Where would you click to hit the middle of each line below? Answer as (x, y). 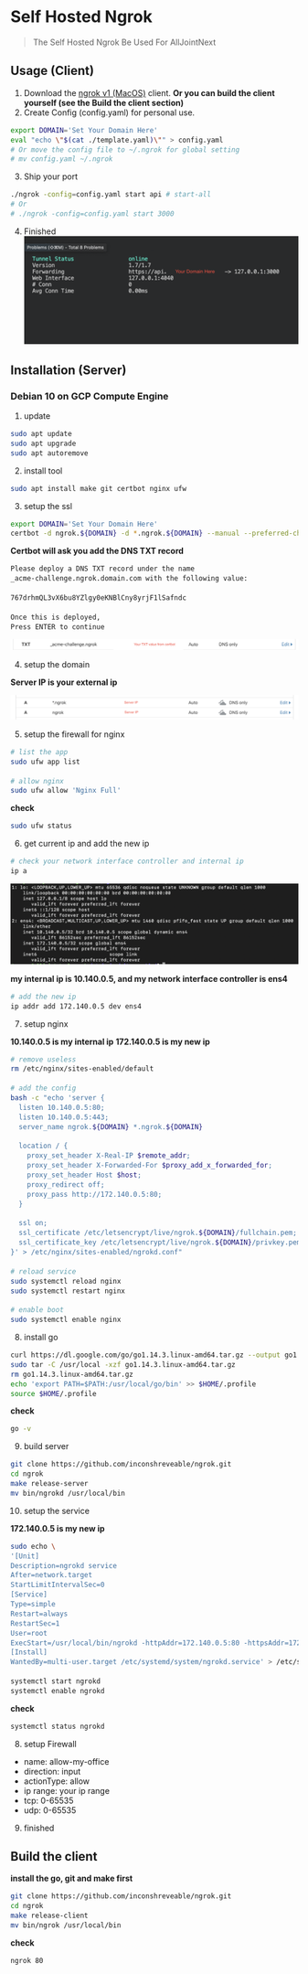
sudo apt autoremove (50, 453)
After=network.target (52, 1575)
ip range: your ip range (67, 1790)
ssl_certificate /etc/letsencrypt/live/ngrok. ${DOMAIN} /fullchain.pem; (158, 1233)
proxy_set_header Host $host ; (85, 1175)
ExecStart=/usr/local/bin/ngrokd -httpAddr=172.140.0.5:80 (125, 1643)
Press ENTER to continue (58, 627)
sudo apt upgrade (43, 443)
